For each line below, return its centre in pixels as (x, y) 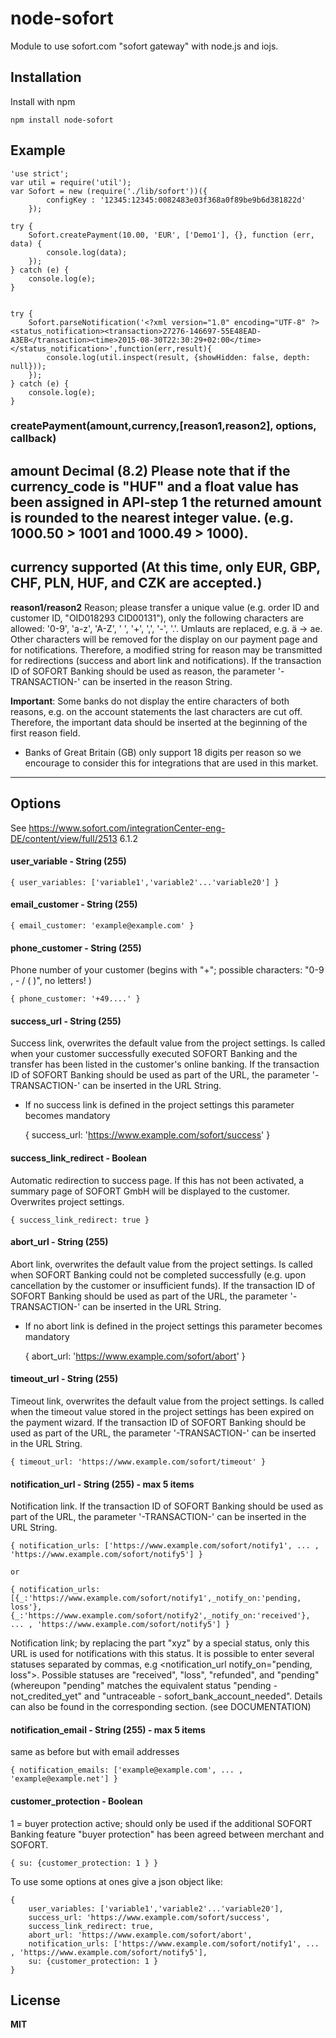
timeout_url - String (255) (64, 1379)
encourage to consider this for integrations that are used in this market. (171, 763)
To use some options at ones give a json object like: (116, 1881)
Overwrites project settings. (67, 1201)
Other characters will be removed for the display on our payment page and (164, 639)
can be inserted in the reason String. (157, 681)
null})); (28, 366)
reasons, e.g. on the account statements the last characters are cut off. (156, 711)
